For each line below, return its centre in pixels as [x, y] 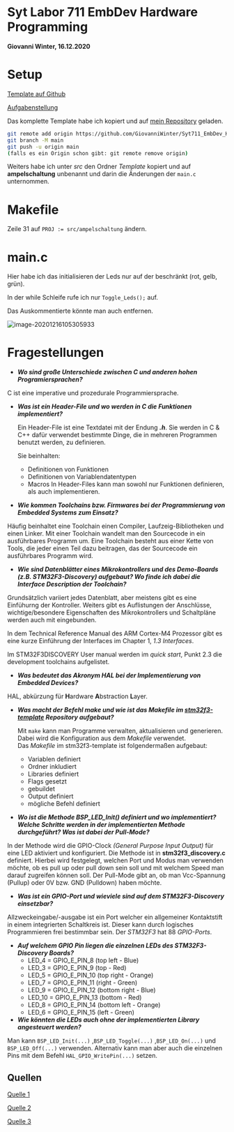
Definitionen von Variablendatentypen [82, 477]
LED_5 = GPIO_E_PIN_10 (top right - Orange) [91, 976]
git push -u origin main [43, 147]
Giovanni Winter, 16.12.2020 [49, 46]
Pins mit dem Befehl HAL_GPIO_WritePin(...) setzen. [83, 1056]
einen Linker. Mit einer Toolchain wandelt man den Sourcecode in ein [106, 534]
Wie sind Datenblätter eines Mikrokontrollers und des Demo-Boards [118, 569]
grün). [16, 284]
